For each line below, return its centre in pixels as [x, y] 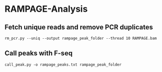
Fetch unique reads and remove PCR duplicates [79, 27]
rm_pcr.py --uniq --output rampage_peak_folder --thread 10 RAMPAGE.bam [81, 38]
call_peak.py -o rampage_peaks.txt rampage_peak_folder [63, 65]
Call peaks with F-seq [39, 53]
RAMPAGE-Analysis [46, 9]
